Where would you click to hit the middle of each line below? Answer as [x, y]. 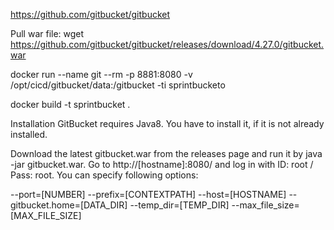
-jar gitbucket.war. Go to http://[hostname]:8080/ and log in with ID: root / [162, 164]
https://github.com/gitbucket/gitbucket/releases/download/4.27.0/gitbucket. [167, 44]
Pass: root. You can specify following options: [104, 175]
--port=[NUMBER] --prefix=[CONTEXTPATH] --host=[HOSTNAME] [148, 194]
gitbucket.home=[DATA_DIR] [69, 205]
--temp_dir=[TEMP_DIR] [179, 205]
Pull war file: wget [47, 33]
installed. [29, 134]
